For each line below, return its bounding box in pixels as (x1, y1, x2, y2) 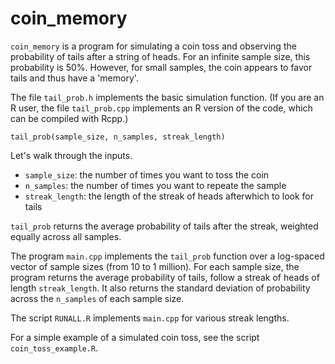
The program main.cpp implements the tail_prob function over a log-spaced (10, 250, 325, 262)
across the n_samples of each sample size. (10, 292, 185, 304)
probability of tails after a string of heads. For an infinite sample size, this (10, 50, 311, 62)
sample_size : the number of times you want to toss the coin (24, 168, 270, 181)
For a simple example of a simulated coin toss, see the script (10, 331, 260, 343)
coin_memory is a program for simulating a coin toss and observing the (10, 40, 297, 52)
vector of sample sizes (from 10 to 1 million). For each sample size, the (10, 260, 300, 272)
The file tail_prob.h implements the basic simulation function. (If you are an (10, 91, 325, 103)
